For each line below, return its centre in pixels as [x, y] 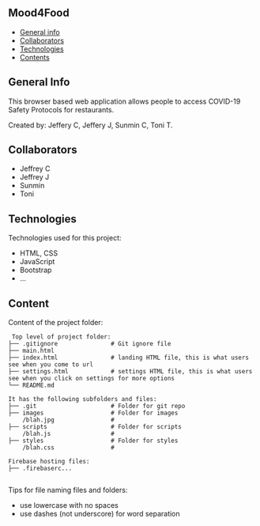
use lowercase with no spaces [69, 505]
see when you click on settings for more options [92, 379]
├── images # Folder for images [93, 413]
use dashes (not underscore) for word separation [100, 514]
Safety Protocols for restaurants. [61, 109]
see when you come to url [51, 365]
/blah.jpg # [68, 420]
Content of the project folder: [56, 323]
